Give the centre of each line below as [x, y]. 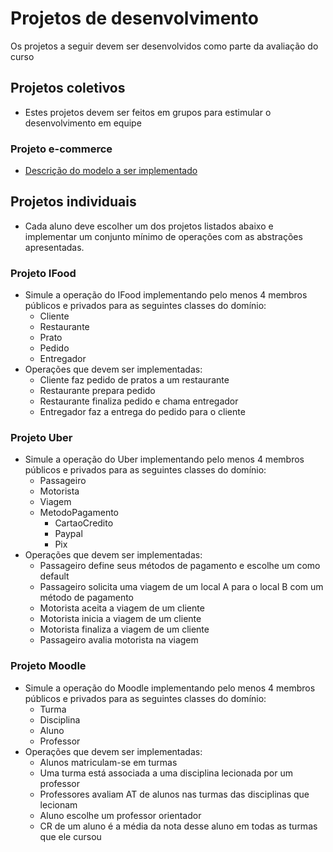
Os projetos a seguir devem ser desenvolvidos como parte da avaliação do [164, 46]
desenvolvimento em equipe [83, 123]
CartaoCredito [84, 523]
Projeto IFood [43, 273]
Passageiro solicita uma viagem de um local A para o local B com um [181, 587]
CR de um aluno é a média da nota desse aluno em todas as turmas [178, 826]
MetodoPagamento [79, 513]
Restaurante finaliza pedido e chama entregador [139, 401]
